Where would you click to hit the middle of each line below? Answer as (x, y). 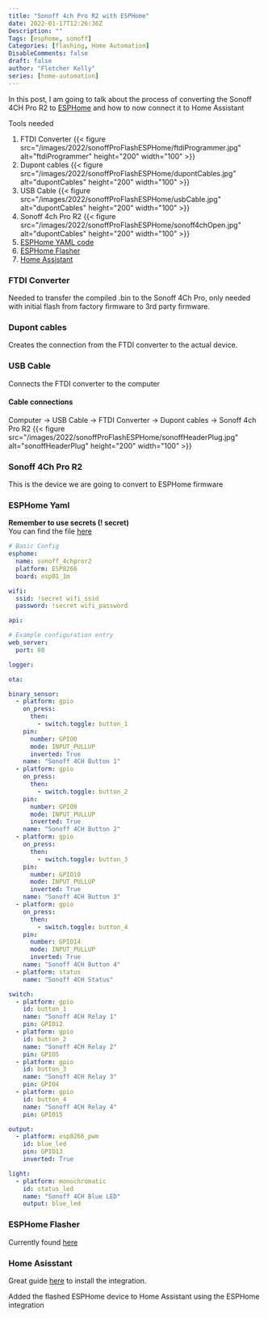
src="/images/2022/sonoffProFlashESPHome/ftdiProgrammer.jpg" (131, 147)
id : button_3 (45, 1069)
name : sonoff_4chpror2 (54, 562)
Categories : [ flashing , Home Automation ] (79, 46)
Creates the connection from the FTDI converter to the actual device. (123, 345)
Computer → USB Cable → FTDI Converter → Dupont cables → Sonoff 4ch (132, 420)
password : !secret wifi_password (72, 606)
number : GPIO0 (54, 739)
